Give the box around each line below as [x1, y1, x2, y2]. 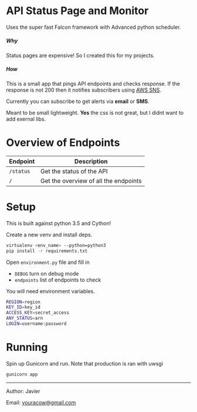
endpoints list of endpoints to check [14, 276, 101, 283]
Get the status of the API [40, 167, 108, 175]
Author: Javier [6, 387, 40, 394]
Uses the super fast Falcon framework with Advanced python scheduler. [6, 24, 181, 31]
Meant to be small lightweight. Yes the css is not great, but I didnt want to [6, 109, 184, 116]
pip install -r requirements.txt [6, 248, 88, 254]
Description [74, 157, 108, 165]
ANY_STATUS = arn [6, 316, 43, 321]
